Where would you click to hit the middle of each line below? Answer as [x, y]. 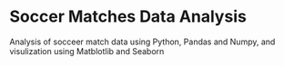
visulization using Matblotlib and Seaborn [87, 51]
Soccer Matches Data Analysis [128, 17]
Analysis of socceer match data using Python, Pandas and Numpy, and [142, 42]
